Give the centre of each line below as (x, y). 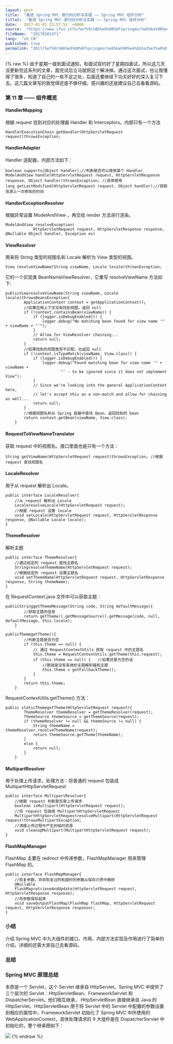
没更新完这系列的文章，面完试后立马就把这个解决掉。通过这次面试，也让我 (84, 70)
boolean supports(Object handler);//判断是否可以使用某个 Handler (74, 170)
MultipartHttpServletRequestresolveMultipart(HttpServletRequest (86, 816)
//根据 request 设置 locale (43, 511)
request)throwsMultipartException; (44, 821)
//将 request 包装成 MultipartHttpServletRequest (67, 811)
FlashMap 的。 (21, 865)
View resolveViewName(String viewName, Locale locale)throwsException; (84, 267)
